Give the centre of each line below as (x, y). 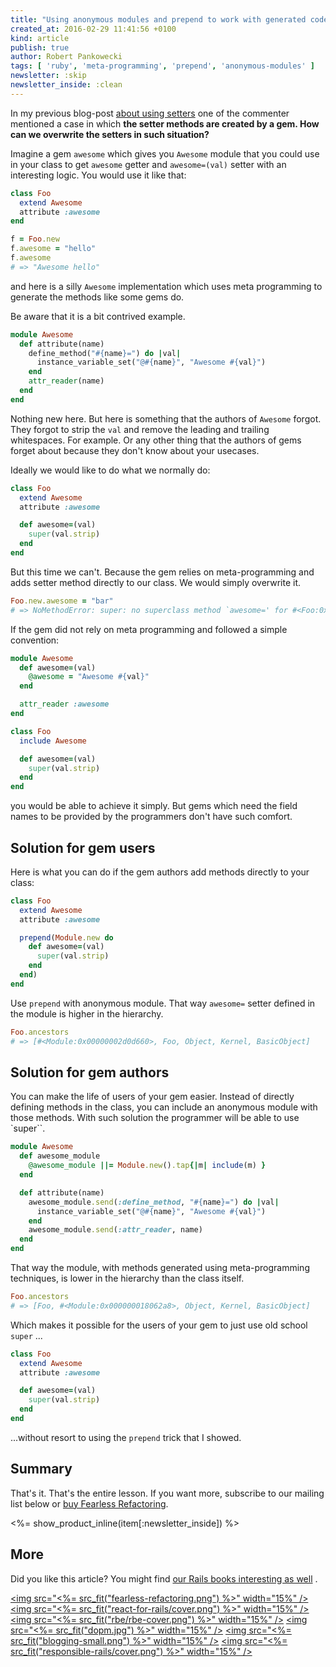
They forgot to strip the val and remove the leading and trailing (140, 429)
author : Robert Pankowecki (66, 57)
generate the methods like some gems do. (97, 297)
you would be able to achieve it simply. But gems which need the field (154, 806)
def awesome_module (60, 1156)
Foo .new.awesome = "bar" (62, 601)
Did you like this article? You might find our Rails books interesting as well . (164, 1578)
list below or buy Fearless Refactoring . (89, 1503)
